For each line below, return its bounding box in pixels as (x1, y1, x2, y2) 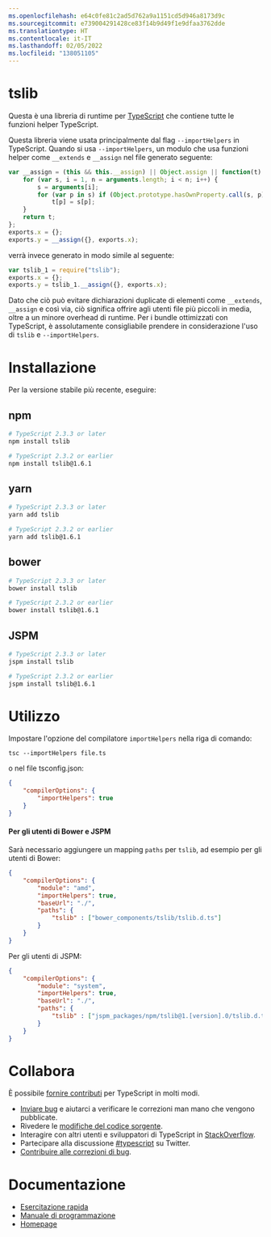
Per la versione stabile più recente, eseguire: (8, 385, 156, 395)
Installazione (8, 358, 97, 377)
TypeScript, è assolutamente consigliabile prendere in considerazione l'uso (8, 321, 258, 331)
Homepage (19, 1219, 58, 1229)
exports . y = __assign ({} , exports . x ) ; (8, 235, 139, 243)
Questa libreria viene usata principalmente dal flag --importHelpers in (8, 135, 240, 145)
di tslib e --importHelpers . (8, 330, 99, 340)
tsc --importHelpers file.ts (8, 749, 106, 758)
